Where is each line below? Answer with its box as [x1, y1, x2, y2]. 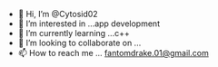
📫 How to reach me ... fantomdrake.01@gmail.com [17, 48, 209, 58]
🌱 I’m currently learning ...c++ [17, 28, 130, 38]
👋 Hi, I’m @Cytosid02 [17, 9, 98, 19]
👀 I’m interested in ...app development [17, 18, 161, 29]
